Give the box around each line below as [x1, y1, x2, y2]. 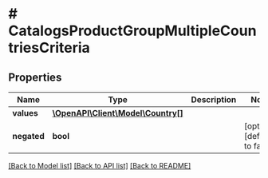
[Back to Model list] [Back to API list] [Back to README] [8, 161, 191, 170]
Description [191, 94, 237, 105]
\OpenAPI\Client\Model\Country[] [52, 108, 183, 118]
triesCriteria [8, 39, 90, 57]
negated [12, 131, 45, 141]
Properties [8, 70, 62, 84]
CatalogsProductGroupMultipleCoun [8, 22, 257, 40]
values [12, 108, 38, 118]
